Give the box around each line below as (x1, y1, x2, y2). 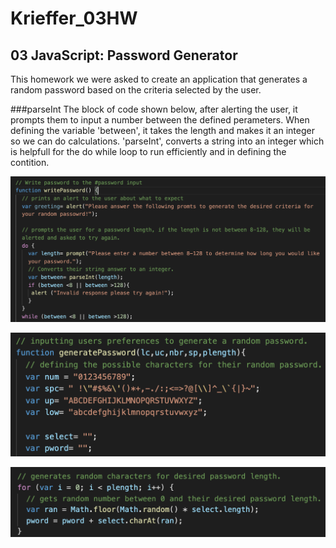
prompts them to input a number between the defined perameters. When (10, 114, 310, 126)
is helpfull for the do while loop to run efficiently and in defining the (10, 146, 287, 157)
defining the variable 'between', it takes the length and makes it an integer (10, 125, 315, 136)
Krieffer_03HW (10, 7, 138, 30)
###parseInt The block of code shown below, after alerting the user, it (10, 103, 298, 115)
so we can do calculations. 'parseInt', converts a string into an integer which (10, 135, 325, 147)
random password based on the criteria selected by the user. (10, 84, 262, 96)
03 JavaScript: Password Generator (10, 47, 238, 64)
